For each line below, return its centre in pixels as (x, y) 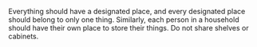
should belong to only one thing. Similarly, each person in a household (124, 20)
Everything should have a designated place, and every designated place (127, 11)
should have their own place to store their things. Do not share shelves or (128, 28)
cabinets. (24, 36)
